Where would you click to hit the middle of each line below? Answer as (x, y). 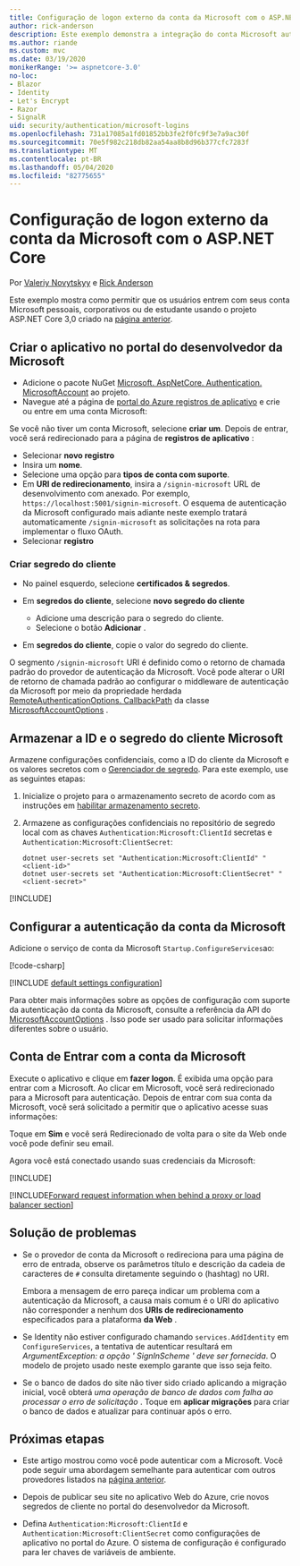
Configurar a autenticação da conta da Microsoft (147, 927)
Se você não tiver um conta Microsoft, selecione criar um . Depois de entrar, (149, 429)
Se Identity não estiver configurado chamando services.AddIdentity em (155, 1336)
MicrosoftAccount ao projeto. (76, 392)
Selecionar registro (58, 541)
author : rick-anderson (51, 26)
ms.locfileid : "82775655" (57, 175)
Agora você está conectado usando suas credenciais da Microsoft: (133, 1161)
